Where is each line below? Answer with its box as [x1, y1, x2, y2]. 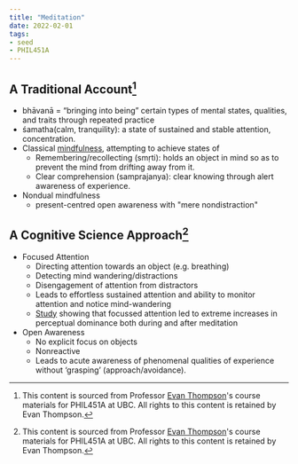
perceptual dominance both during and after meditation [35, 317, 239, 328]
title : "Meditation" [9, 12, 86, 22]
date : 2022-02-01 [9, 21, 74, 30]
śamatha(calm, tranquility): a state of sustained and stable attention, [21, 123, 271, 134]
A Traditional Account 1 [9, 79, 137, 97]
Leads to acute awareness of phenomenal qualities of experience [35, 355, 275, 366]
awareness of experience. [35, 180, 131, 191]
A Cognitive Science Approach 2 [9, 225, 189, 243]
